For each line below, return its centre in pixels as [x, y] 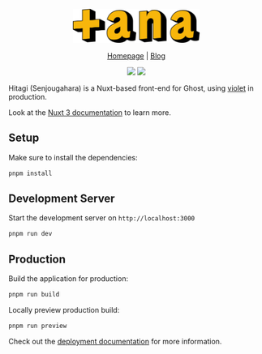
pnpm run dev [30, 234]
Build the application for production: [68, 279]
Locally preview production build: [64, 309]
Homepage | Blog [136, 55]
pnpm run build [34, 295]
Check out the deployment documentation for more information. [115, 341]
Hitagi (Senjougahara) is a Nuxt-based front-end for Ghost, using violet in [131, 88]
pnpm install [30, 173]
